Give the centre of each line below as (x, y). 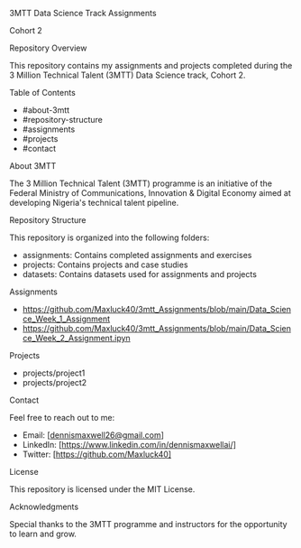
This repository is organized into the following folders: (109, 237)
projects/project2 (55, 382)
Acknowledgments (44, 506)
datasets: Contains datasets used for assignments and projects (139, 274)
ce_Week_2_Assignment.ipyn (76, 338)
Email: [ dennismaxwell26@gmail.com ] (93, 435)
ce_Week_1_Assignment (66, 319)
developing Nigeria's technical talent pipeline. (94, 203)
